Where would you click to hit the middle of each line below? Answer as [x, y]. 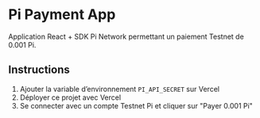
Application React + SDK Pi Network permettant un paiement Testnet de [126, 36]
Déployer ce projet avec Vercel [70, 97]
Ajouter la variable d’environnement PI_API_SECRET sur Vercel [120, 89]
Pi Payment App [62, 15]
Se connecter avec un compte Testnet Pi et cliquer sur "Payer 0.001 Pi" [136, 105]
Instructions [39, 70]
